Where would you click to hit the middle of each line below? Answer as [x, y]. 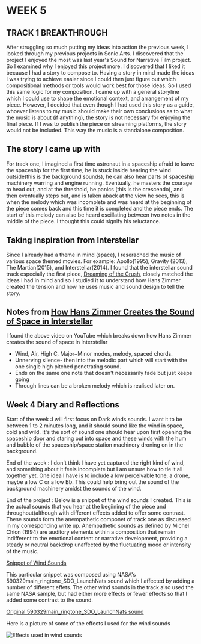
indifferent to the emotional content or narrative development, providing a [97, 539]
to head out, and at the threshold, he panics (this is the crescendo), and [94, 189]
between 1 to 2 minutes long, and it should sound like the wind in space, [95, 426]
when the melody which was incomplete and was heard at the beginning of [99, 202]
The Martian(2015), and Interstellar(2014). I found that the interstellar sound [100, 267]
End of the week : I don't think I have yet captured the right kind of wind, [95, 463]
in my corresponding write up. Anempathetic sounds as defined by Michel [98, 526]
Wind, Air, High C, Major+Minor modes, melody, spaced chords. [94, 354]
